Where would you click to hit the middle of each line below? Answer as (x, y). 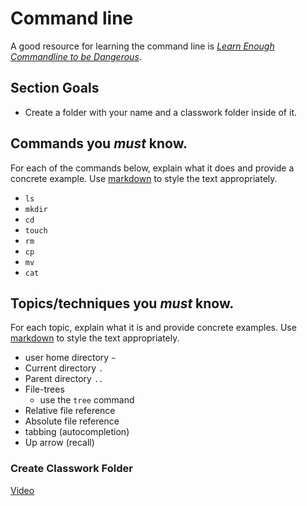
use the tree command (87, 400)
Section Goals (55, 88)
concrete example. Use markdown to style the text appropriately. (144, 178)
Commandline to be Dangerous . (76, 56)
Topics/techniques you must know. (122, 303)
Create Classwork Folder (71, 469)
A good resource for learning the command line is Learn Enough (142, 46)
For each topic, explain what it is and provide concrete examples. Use (153, 328)
